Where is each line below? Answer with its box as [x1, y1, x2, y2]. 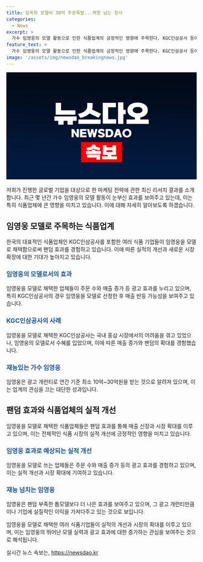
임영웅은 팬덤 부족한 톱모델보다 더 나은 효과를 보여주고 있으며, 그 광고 [6, 500, 169, 508]
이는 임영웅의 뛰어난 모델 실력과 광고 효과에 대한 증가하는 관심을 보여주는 [14, 529, 185, 536]
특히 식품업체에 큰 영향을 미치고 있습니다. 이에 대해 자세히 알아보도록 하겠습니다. [6, 202, 195, 209]
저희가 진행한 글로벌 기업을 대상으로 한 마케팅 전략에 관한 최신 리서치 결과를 [6, 187, 184, 194]
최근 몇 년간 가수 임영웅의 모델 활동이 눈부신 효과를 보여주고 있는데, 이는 [24, 194, 193, 201]
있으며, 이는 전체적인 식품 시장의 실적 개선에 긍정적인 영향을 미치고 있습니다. [12, 430, 192, 437]
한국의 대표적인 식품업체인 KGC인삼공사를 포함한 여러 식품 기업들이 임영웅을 [6, 238, 185, 245]
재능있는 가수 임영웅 [6, 363, 61, 372]
